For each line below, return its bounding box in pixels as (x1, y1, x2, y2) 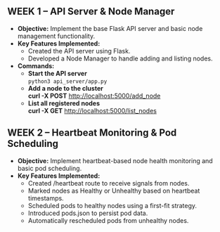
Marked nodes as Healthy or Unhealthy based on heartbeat (27, 186, 200, 195)
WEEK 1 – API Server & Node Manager (7, 6, 175, 18)
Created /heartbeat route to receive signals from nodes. (27, 179, 190, 187)
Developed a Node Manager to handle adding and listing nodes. (27, 54, 213, 63)
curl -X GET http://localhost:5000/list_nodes (27, 106, 157, 115)
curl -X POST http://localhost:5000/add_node (27, 91, 161, 100)
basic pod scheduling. (17, 164, 82, 172)
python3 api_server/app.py (27, 77, 108, 85)
